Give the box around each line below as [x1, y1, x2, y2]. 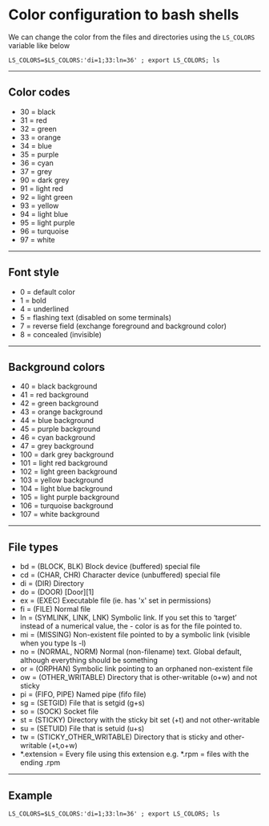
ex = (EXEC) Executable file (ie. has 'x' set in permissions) [19, 596, 211, 605]
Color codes [8, 86, 70, 100]
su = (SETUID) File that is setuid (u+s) [19, 724, 145, 734]
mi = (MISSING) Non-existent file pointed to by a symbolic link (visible [19, 630, 251, 640]
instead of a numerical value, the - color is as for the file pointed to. [19, 621, 243, 631]
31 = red [19, 115, 48, 125]
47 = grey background [19, 441, 94, 451]
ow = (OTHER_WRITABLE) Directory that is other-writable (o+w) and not [19, 673, 258, 682]
